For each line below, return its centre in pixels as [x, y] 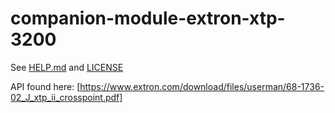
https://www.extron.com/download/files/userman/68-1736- [202, 86]
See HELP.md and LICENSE [67, 67]
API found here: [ [45, 86]
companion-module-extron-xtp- [148, 18]
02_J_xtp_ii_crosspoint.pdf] [66, 97]
